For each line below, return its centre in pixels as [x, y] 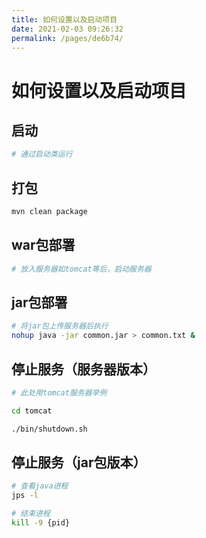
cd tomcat [32, 411]
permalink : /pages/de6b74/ [67, 38]
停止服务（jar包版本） [79, 462]
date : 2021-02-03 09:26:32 [67, 29]
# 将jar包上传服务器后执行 [60, 326]
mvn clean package [49, 212]
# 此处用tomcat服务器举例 [59, 393]
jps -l [25, 496]
